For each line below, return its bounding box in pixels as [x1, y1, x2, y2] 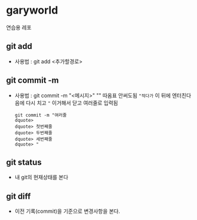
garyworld [6, 4, 58, 17]
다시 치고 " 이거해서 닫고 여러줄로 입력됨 [25, 99, 119, 106]
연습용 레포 [6, 24, 32, 31]
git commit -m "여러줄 [14, 112, 67, 118]
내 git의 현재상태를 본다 [14, 174, 69, 181]
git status [6, 157, 42, 167]
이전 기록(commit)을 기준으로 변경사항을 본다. [14, 208, 120, 215]
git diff [6, 191, 31, 201]
